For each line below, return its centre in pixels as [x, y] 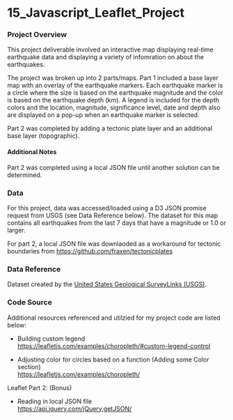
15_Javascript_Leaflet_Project [96, 13]
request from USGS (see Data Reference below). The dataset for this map [113, 215]
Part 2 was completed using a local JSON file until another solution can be [114, 167]
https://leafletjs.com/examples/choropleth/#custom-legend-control [114, 345]
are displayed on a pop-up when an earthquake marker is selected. [103, 115]
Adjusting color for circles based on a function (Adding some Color [113, 359]
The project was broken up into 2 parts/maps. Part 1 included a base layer [113, 78]
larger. [16, 230]
